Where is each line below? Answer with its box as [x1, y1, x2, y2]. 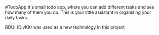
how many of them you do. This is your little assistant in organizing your [5, 9, 152, 15]
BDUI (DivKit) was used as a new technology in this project [5, 24, 125, 30]
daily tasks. [5, 15, 29, 20]
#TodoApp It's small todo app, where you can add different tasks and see [5, 4, 155, 10]
